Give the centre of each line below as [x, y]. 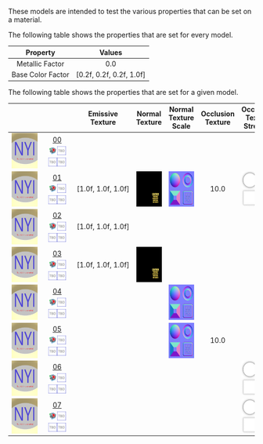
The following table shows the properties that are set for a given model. [123, 92]
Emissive [103, 114]
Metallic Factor [41, 64]
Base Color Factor [40, 75]
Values [111, 52]
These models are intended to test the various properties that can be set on [130, 11]
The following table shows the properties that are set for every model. [121, 35]
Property [40, 52]
